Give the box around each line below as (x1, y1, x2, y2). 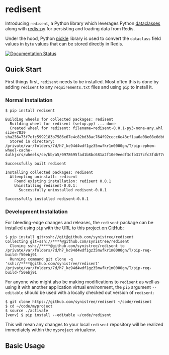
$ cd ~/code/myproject (5, 304, 53, 309)
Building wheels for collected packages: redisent (5, 117, 114, 122)
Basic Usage (5, 341, 45, 350)
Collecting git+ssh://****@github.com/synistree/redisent (5, 239, 129, 244)
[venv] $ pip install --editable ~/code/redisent (5, 313, 112, 318)
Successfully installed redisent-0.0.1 (5, 196, 89, 201)
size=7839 (5, 130, 26, 135)
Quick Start (5, 65, 42, 74)
